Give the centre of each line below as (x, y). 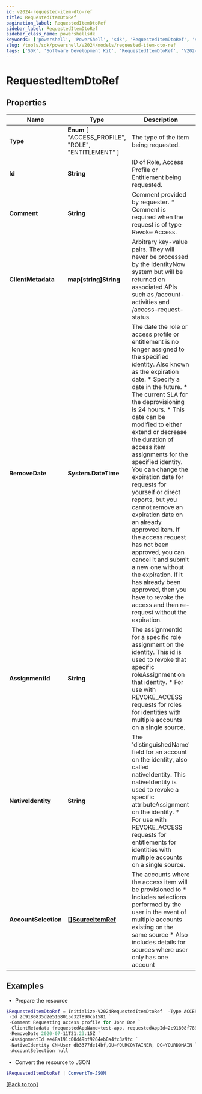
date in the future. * (160, 387)
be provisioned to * (159, 889)
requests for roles (157, 704)
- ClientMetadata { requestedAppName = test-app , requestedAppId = (88, 1028)
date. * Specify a (156, 379)
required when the (158, 217)
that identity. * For (158, 682)
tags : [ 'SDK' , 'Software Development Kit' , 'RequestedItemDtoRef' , (93, 51)
